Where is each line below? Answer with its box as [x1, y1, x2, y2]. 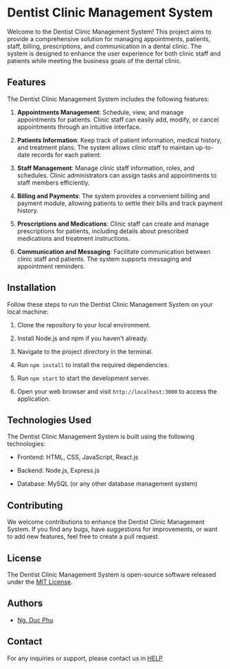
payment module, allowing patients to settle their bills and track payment [16, 199, 223, 207]
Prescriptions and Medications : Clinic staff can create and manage [16, 220, 209, 228]
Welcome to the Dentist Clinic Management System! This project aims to [7, 27, 211, 36]
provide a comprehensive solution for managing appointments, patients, [7, 34, 211, 43]
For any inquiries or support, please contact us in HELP [7, 654, 163, 662]
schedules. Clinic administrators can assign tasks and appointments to [16, 171, 217, 179]
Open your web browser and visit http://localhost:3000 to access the [16, 387, 218, 395]
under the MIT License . [7, 578, 73, 586]
